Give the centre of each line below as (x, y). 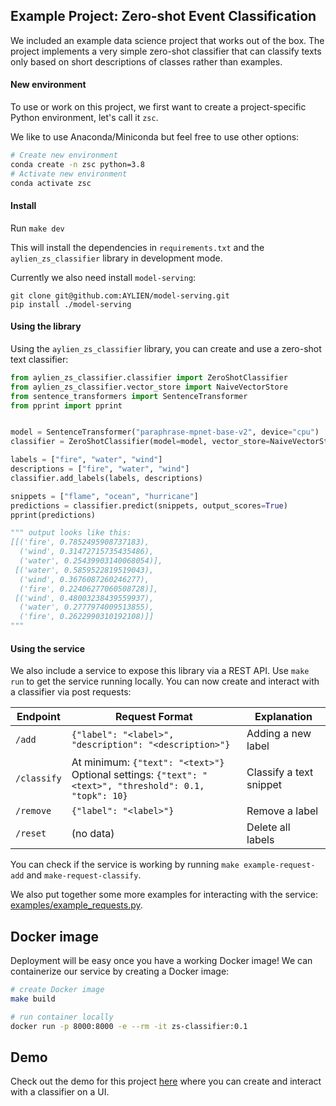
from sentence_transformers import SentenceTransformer (129, 396)
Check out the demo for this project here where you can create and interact (166, 1081)
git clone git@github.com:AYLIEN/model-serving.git (120, 295)
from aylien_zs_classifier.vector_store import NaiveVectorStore (149, 387)
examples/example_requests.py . (76, 905)
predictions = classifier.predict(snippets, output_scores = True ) (149, 505)
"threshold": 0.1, (161, 786)
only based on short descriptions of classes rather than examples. (146, 61)
